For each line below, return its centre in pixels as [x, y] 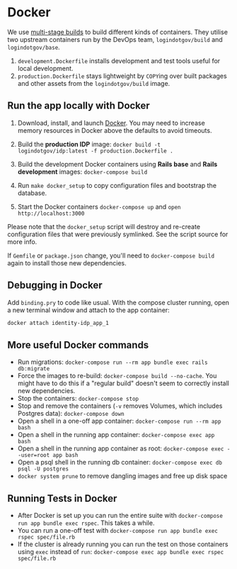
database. [32, 193]
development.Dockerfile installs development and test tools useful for [119, 60]
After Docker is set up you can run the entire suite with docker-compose [120, 516]
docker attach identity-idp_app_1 [58, 323]
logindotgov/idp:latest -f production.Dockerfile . [95, 151]
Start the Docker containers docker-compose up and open [99, 206]
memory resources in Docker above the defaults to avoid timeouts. [115, 130]
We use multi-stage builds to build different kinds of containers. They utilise [118, 32]
